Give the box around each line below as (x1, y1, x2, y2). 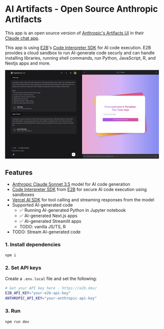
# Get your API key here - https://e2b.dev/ (5, 285, 97, 290)
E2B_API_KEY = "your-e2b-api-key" (5, 291, 71, 296)
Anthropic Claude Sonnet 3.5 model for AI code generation (12, 181, 130, 187)
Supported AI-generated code (12, 202, 73, 208)
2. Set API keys (5, 264, 41, 271)
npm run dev (5, 319, 29, 324)
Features (5, 168, 33, 176)
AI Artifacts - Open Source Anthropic (5, 3, 158, 15)
